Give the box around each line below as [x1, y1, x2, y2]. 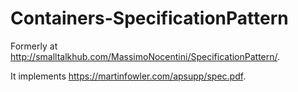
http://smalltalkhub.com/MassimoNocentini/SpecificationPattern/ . [10, 50, 281, 62]
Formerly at [10, 40, 58, 52]
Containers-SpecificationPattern [10, 7, 289, 30]
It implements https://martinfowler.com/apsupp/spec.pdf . [10, 70, 247, 82]
